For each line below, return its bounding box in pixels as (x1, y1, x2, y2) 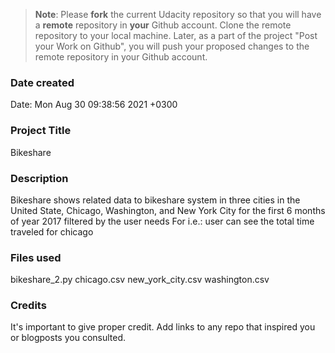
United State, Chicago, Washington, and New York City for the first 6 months (10, 204, 326, 216)
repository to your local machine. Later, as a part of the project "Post (34, 30, 318, 41)
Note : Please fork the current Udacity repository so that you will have (34, 9, 322, 20)
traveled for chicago (10, 225, 94, 238)
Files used (10, 250, 62, 264)
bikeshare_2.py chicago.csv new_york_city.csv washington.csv (10, 274, 270, 286)
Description (10, 171, 69, 185)
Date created (10, 75, 75, 89)
